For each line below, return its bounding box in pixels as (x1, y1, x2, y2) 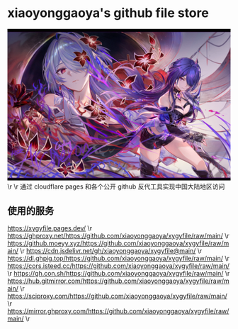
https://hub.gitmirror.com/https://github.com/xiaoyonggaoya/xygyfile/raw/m (7, 277, 229, 285)
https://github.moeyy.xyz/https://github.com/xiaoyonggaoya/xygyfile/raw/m (7, 239, 229, 247)
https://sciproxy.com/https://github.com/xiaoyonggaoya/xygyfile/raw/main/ (7, 292, 228, 301)
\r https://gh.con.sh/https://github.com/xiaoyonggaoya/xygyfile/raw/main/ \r (7, 269, 230, 278)
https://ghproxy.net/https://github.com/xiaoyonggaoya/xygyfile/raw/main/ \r (7, 232, 229, 240)
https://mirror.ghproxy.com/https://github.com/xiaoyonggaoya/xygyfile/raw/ (7, 307, 229, 316)
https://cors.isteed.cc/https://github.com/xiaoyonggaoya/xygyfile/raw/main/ (7, 262, 230, 270)
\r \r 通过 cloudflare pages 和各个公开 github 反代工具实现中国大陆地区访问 (7, 182, 225, 191)
